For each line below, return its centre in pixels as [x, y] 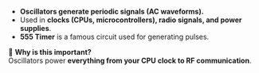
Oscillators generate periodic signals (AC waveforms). [112, 12]
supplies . [35, 28]
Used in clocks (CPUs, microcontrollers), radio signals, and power [131, 20]
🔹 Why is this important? [50, 52]
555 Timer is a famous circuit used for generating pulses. [114, 36]
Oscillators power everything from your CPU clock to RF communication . [130, 60]
